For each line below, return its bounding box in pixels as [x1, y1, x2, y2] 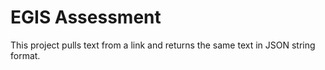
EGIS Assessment [10, 6, 162, 29]
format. [10, 49, 41, 61]
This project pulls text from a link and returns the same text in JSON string [10, 39, 316, 51]
